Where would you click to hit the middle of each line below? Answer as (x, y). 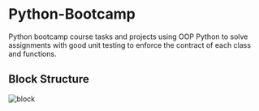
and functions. (32, 53)
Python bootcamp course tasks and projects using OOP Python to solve (128, 36)
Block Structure (49, 79)
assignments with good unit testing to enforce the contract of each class (130, 45)
